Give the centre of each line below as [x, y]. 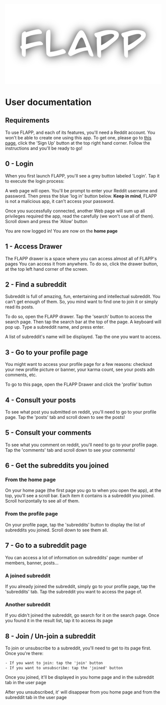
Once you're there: [24, 653]
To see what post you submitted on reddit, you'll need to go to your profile [81, 412]
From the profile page [32, 514]
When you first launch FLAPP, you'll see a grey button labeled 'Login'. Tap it [83, 176]
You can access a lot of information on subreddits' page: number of [74, 557]
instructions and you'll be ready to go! [44, 148]
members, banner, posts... [32, 563]
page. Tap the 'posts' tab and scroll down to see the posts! [65, 417]
